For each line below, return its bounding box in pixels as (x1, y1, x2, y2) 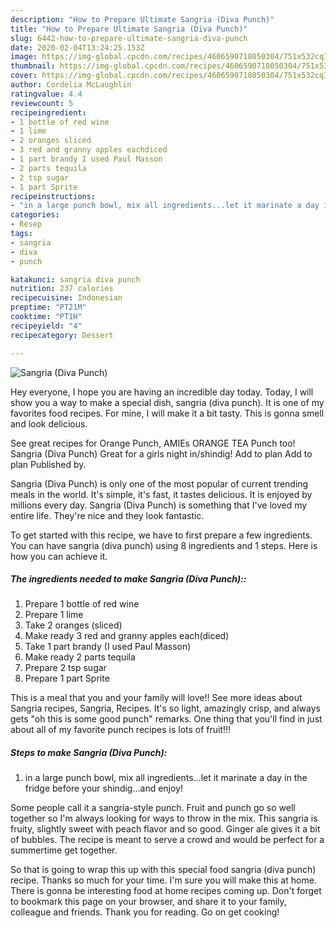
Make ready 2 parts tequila (24, 651, 136, 663)
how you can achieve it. (10, 550, 108, 562)
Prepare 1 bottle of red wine (24, 598, 140, 610)
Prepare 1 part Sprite (24, 672, 110, 685)
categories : (10, 210, 60, 220)
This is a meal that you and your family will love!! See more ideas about (10, 692, 303, 704)
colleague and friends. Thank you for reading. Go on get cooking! (10, 906, 280, 918)
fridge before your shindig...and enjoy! (24, 782, 184, 795)
